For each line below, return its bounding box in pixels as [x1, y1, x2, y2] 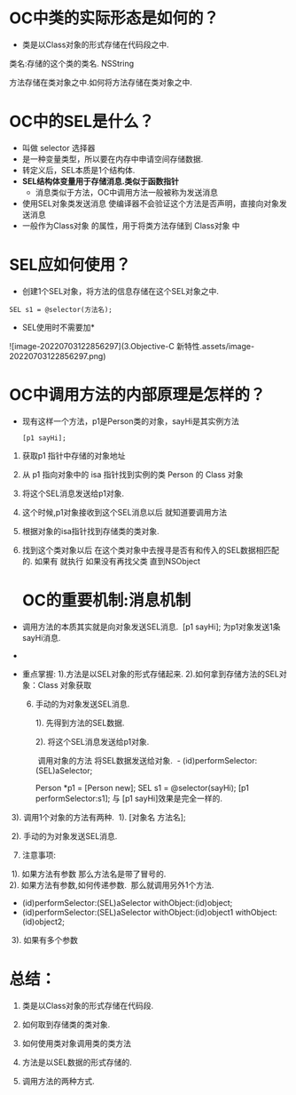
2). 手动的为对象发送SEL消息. [11, 830, 118, 841]
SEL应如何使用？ [9, 255, 131, 276]
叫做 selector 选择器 [21, 142, 96, 153]
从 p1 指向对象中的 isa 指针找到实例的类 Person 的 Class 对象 [21, 468, 244, 480]
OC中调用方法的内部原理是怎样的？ [9, 385, 266, 404]
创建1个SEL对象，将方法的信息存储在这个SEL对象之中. [21, 285, 220, 296]
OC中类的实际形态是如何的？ [9, 8, 220, 28]
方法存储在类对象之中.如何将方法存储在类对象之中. [9, 76, 193, 87]
